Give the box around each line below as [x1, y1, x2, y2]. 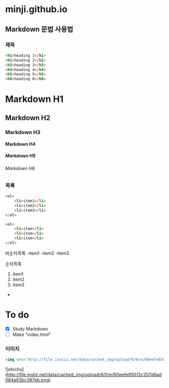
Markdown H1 [5, 93, 64, 105]
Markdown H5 [5, 152, 36, 158]
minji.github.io [5, 4, 68, 15]
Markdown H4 [5, 141, 36, 147]
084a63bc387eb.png [5, 377, 49, 383]
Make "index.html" [12, 331, 51, 338]
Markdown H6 [5, 165, 35, 172]
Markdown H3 [5, 129, 41, 136]
